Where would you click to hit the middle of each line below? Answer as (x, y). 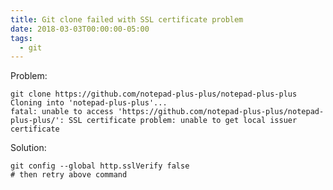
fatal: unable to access (62, 112)
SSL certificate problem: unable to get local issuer (183, 121)
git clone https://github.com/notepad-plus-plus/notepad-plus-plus (154, 94)
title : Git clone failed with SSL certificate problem (127, 19)
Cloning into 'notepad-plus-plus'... (89, 103)
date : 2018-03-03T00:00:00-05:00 (80, 29)
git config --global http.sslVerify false (100, 166)
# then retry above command (69, 175)
